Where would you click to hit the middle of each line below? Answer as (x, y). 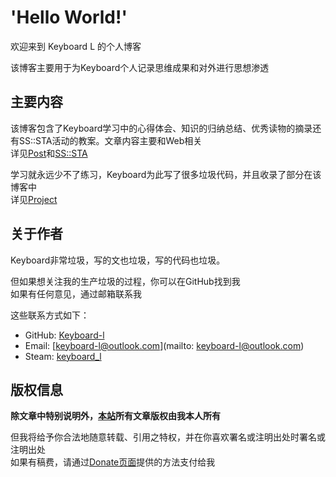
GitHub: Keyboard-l (64, 335)
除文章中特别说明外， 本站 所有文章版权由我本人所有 (115, 416)
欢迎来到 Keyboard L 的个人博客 (76, 46)
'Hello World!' (69, 17)
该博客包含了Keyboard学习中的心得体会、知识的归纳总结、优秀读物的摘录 (161, 128)
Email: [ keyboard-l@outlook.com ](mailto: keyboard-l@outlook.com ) (164, 345)
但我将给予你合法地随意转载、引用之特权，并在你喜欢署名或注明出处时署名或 (168, 437)
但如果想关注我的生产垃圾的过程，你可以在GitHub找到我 (125, 281)
